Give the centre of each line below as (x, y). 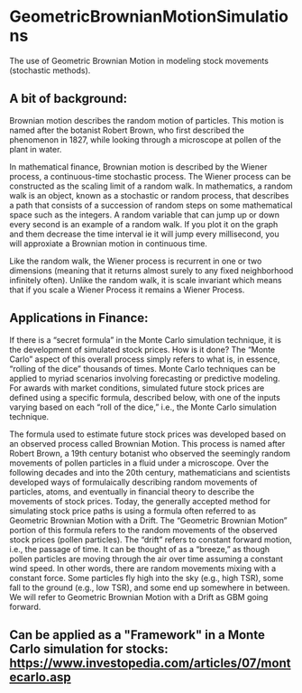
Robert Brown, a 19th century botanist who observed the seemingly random (150, 453)
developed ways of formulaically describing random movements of (133, 482)
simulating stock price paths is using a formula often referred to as (133, 511)
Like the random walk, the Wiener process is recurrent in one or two (136, 261)
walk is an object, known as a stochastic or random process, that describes (149, 195)
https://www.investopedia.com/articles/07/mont (150, 663)
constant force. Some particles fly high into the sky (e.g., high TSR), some (146, 577)
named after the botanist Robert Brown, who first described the (127, 130)
